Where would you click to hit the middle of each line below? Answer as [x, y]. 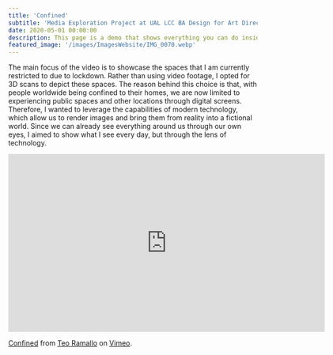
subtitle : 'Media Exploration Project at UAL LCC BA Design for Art [123, 23]
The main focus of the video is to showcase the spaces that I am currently [129, 67]
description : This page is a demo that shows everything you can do [123, 38]
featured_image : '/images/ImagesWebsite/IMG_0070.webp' [102, 45]
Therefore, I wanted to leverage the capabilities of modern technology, [123, 110]
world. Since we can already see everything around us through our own [125, 127]
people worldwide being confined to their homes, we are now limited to [124, 93]
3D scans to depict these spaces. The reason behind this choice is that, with [132, 85]
